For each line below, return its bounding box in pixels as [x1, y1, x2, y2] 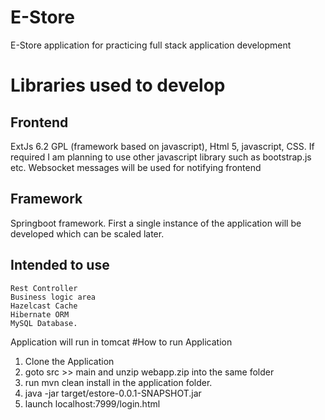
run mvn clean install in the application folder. [24, 376, 213, 388]
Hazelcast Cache [10, 301, 78, 311]
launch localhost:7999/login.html [24, 397, 161, 410]
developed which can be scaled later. [10, 227, 165, 240]
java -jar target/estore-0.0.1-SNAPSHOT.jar [24, 387, 202, 399]
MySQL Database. [10, 318, 78, 328]
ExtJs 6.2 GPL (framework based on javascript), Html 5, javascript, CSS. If [10, 140, 315, 152]
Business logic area [10, 292, 97, 302]
